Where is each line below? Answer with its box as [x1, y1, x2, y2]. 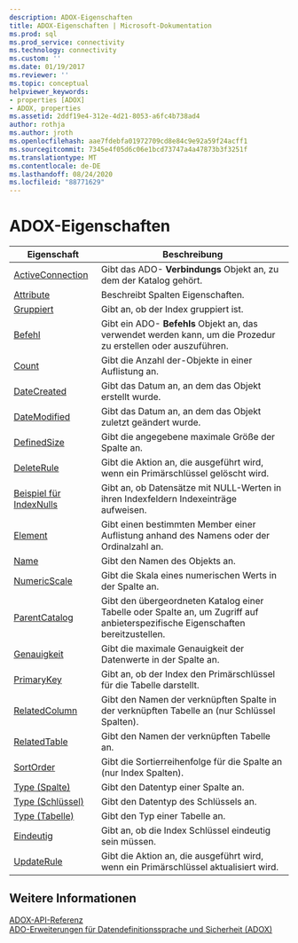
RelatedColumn [13, 704, 78, 717]
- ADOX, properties [9, 104, 82, 113]
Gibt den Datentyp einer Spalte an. [100, 782, 245, 794]
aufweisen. [100, 504, 147, 516]
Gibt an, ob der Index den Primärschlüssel [100, 668, 276, 680]
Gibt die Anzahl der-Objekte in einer [100, 354, 253, 366]
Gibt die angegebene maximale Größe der [100, 431, 276, 444]
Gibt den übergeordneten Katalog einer [100, 595, 264, 608]
